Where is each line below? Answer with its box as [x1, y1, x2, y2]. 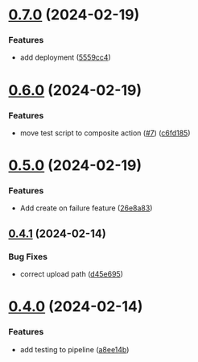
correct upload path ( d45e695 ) [19, 269, 123, 279]
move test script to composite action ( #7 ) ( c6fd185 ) [19, 127, 191, 138]
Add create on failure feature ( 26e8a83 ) [19, 203, 153, 213]
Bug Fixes [8, 251, 48, 262]
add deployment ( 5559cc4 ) [19, 52, 111, 62]
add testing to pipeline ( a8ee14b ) [19, 344, 130, 354]
